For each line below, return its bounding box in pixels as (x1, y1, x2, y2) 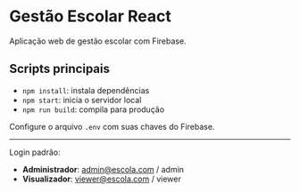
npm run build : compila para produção (21, 104, 165, 115)
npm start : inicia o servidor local (21, 94, 142, 105)
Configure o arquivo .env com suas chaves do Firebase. (9, 121, 215, 132)
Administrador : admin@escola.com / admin (21, 164, 185, 174)
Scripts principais (9, 61, 110, 76)
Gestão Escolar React (9, 6, 172, 27)
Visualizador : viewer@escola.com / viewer (21, 173, 181, 184)
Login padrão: (9, 147, 61, 157)
